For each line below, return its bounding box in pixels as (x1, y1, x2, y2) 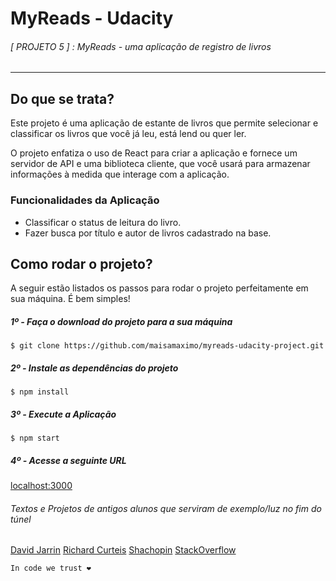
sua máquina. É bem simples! (10, 293, 131, 305)
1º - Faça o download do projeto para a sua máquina (10, 315, 233, 327)
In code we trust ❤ (10, 563, 92, 574)
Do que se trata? (10, 90, 115, 107)
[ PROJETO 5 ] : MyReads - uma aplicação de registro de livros (10, 40, 272, 52)
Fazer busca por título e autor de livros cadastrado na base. (24, 227, 272, 239)
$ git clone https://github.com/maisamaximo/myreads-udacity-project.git (10, 341, 325, 351)
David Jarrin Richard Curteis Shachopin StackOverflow (10, 544, 237, 556)
